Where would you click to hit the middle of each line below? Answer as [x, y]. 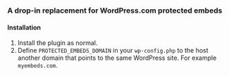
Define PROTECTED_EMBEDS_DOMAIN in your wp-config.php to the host [113, 51]
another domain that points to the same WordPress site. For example [117, 58]
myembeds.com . [37, 65]
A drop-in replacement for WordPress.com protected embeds [115, 11]
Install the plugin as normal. [57, 43]
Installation [24, 27]
